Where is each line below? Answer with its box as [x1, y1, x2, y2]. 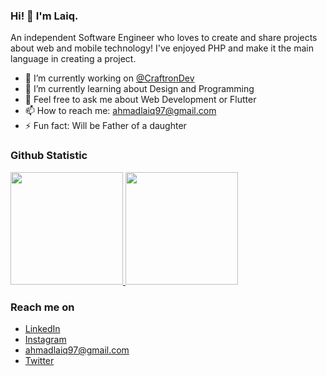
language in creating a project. [10, 53, 137, 65]
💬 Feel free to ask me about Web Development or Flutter [24, 94, 257, 106]
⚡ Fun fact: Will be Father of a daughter [24, 120, 187, 132]
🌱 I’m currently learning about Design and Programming [24, 83, 255, 95]
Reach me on [10, 300, 75, 314]
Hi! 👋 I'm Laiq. [10, 9, 79, 23]
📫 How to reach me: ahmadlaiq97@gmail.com [24, 105, 217, 117]
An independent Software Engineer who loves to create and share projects [10, 32, 318, 44]
